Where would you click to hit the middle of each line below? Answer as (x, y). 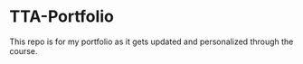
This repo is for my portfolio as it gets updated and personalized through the (151, 41)
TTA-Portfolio (62, 17)
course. (24, 50)
